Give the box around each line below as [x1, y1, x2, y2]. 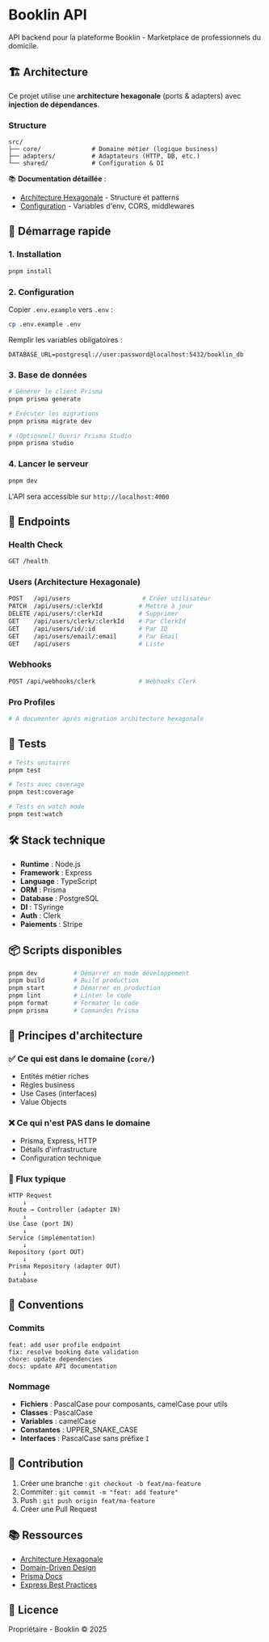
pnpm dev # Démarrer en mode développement [8, 969, 190, 977]
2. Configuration [8, 286, 74, 297]
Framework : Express [19, 867, 93, 878]
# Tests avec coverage [8, 781, 85, 789]
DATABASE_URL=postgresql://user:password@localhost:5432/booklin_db [8, 350, 244, 359]
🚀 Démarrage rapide [8, 225, 111, 238]
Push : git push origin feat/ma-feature [19, 1495, 156, 1505]
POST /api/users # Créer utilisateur [8, 595, 212, 603]
